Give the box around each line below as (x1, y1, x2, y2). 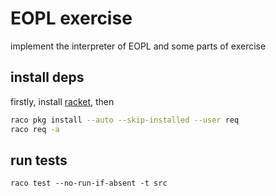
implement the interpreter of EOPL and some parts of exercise (10, 40, 267, 52)
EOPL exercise (10, 7, 133, 30)
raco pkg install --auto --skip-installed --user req (10, 115, 240, 125)
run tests (10, 152, 68, 169)
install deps (10, 69, 85, 86)
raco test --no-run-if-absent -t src (10, 178, 168, 189)
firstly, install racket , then (10, 95, 115, 107)
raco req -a (10, 124, 60, 134)
